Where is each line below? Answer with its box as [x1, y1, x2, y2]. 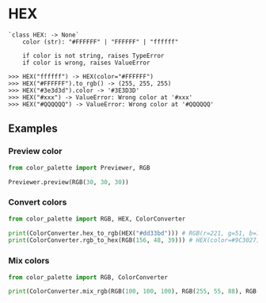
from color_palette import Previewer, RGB [8, 163, 150, 171]
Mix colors [8, 255, 50, 267]
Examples [8, 122, 58, 136]
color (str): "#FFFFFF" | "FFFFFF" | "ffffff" [22, 37, 179, 46]
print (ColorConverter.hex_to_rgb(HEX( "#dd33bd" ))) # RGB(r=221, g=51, [8, 229, 246, 237]
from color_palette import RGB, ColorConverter [8, 273, 169, 282]
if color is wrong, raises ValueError [22, 59, 150, 67]
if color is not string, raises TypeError [22, 52, 165, 59]
